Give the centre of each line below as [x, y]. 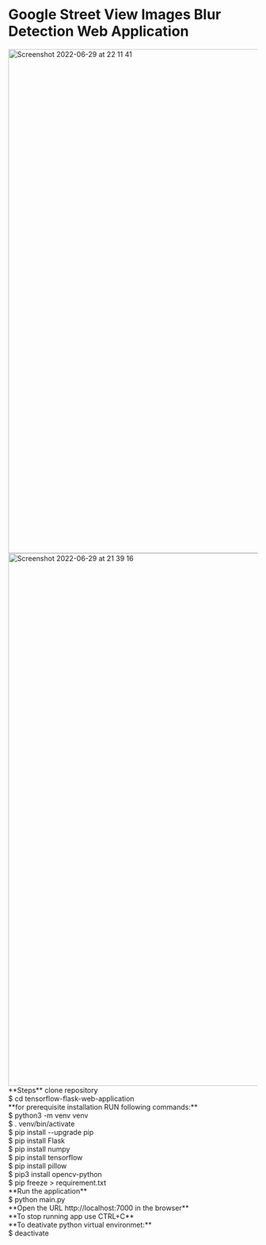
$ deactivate [28, 1233]
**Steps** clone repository [53, 1090]
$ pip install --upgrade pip [51, 1132]
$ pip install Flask [37, 1141]
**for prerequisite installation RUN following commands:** [103, 1106]
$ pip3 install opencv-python [55, 1174]
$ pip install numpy [39, 1148]
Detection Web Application [99, 31]
